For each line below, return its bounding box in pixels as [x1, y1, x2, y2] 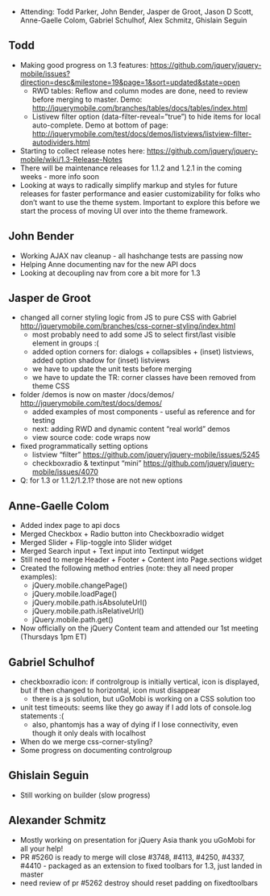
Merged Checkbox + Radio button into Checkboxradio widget [19, 529, 224, 539]
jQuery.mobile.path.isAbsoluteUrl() [31, 597, 147, 608]
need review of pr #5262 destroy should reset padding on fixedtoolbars [19, 877, 258, 887]
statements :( [19, 711, 64, 721]
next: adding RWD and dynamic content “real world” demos [31, 424, 231, 434]
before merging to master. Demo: [31, 94, 143, 104]
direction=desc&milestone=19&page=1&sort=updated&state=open [19, 77, 240, 87]
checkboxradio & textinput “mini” [31, 458, 142, 468]
